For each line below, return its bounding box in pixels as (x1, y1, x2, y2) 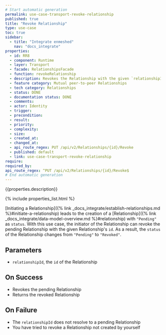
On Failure (5, 306, 38, 314)
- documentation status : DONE (9, 94, 72, 99)
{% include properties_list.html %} (5, 196, 75, 202)
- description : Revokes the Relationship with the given (9, 76, 129, 81)
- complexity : (9, 126, 39, 131)
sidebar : (5, 35, 23, 40)
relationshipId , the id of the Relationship (12, 259, 98, 265)
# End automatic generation (5, 172, 63, 178)
